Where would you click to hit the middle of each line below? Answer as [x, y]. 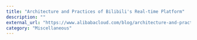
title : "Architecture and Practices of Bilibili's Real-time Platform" [95, 11]
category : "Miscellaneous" [39, 28]
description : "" [26, 17]
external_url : [23, 22]
